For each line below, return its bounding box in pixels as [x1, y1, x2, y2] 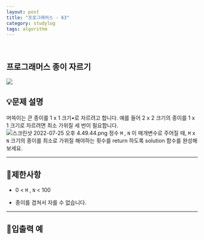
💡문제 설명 [6, 97, 44, 107]
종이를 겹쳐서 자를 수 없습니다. [15, 199, 87, 206]
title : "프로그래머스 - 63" [6, 15, 70, 21]
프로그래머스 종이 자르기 [6, 61, 91, 72]
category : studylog [6, 20, 56, 26]
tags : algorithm [6, 26, 47, 32]
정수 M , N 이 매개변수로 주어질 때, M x [109, 129, 195, 137]
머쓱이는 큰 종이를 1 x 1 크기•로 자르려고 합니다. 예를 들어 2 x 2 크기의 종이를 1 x [6, 114, 195, 122]
